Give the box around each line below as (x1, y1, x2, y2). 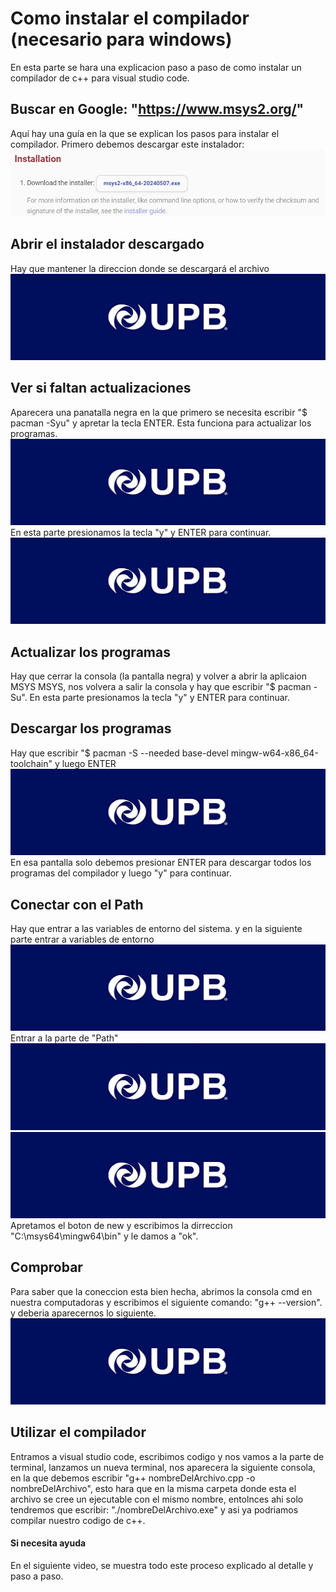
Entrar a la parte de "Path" (10, 1032, 119, 1044)
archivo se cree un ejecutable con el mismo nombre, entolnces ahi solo (10, 1493, 304, 1505)
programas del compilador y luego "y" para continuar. (10, 867, 232, 879)
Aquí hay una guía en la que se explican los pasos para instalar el (10, 127, 280, 139)
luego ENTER (61, 757, 117, 769)
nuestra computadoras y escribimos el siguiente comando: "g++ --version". (10, 1296, 323, 1308)
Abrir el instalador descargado (10, 236, 205, 253)
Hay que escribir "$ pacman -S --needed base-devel (10, 747, 229, 759)
